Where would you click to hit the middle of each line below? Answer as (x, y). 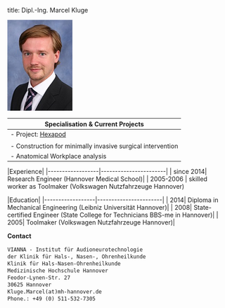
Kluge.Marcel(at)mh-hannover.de (54, 292)
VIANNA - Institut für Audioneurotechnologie (75, 250)
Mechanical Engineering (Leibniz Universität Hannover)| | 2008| (99, 207)
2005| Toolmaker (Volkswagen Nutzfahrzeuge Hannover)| (91, 222)
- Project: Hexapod (38, 134)
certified (19, 215)
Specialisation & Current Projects (94, 124)
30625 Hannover (30, 285)
